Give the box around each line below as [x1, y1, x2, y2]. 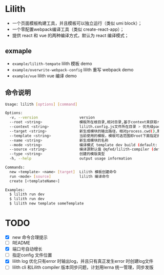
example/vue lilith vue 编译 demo [12, 72, 77, 79]
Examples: [5, 187, 25, 192]
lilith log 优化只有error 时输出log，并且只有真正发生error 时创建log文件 [12, 258, 154, 264]
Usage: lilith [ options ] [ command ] [5, 102, 78, 107]
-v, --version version [9, 115, 95, 120]
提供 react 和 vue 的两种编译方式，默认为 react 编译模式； [12, 32, 129, 38]
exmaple [5, 47, 32, 55]
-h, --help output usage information [9, 156, 132, 161]
